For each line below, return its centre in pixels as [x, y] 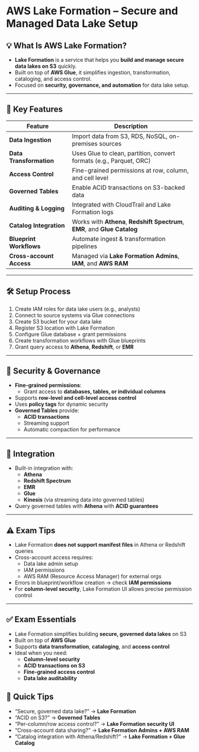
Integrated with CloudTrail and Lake [121, 205]
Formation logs [93, 212]
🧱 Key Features [35, 109]
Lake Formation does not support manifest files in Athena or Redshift [100, 545]
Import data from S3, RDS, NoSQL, [120, 136]
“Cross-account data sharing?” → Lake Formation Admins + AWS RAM [102, 730]
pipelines [85, 246]
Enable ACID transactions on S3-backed [129, 187]
